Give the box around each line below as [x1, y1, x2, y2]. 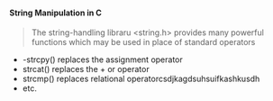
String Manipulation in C [9, 7, 102, 18]
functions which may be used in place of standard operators [31, 37, 256, 48]
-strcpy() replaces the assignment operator [22, 54, 183, 65]
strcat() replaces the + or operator [22, 64, 150, 75]
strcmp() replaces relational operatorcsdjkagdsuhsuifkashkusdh [22, 73, 260, 85]
